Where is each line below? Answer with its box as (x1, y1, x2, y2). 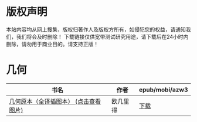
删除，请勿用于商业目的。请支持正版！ (6, 40, 98, 48)
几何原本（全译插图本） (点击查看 (9, 97, 101, 106)
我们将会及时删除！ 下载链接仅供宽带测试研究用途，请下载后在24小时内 (16, 33, 189, 40)
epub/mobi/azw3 (138, 86, 188, 94)
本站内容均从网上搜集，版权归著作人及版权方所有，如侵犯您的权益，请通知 (6, 26, 186, 33)
